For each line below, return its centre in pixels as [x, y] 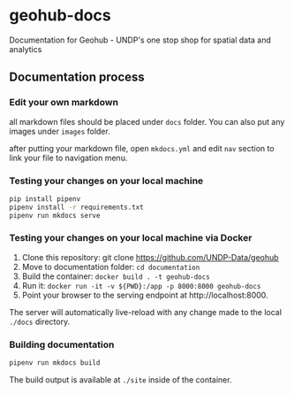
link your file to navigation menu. [68, 158]
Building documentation [62, 344]
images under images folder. [60, 131]
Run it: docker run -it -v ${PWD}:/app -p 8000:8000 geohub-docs [141, 285]
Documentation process [77, 77]
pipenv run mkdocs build [55, 363]
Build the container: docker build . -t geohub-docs [116, 276]
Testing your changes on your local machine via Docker [131, 238]
